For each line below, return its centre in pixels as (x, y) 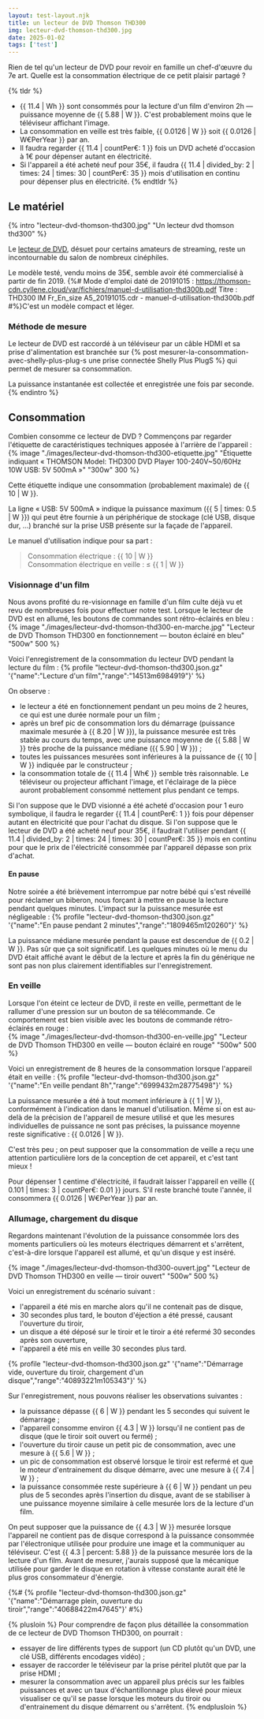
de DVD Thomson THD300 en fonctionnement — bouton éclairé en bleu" (126, 636)
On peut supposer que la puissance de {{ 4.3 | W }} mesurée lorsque (120, 1527)
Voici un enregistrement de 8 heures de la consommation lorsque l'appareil (130, 1068)
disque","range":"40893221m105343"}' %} (78, 1381)
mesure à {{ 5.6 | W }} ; (57, 1453)
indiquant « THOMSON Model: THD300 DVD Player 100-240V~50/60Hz (125, 461)
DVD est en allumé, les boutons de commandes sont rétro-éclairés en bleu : (131, 619)
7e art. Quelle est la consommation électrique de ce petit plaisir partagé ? (127, 76)
